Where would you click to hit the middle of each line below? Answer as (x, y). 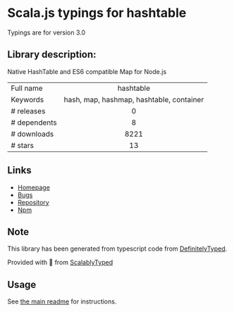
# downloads (32, 134)
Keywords (27, 99)
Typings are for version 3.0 (47, 32)
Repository (33, 202)
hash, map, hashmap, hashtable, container (134, 99)
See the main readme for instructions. (62, 301)
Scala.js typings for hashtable (97, 13)
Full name (27, 88)
